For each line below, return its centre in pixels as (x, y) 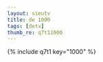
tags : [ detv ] (26, 26)
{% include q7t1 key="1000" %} (52, 52)
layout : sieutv (29, 13)
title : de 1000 (29, 20)
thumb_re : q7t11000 (35, 32)
